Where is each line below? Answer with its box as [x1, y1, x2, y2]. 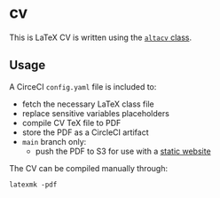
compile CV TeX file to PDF [21, 117, 122, 128]
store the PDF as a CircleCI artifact [21, 127, 149, 138]
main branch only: [21, 136, 87, 147]
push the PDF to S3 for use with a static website [35, 146, 211, 156]
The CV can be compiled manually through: [9, 162, 169, 173]
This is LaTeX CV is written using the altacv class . [9, 32, 192, 43]
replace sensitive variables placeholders [21, 107, 170, 118]
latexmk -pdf [9, 180, 58, 189]
